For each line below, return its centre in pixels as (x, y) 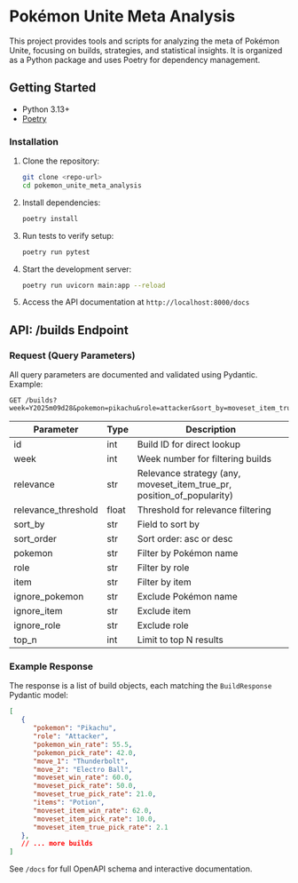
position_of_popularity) (185, 496)
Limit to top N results (180, 640)
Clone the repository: (61, 161)
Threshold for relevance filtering (204, 510)
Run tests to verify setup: (68, 235)
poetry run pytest (56, 252)
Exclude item (164, 611)
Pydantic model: (39, 696)
